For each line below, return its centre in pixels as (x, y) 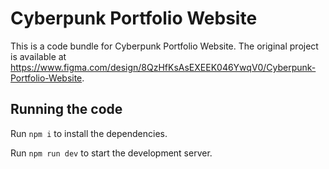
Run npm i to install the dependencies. (89, 133)
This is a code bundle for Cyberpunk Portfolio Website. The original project (164, 46)
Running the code (66, 109)
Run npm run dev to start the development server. (111, 153)
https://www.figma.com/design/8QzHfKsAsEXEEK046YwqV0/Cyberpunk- (163, 67)
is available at (38, 56)
